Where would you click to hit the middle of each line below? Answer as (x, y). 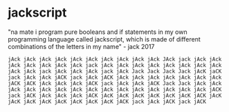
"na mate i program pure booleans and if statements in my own (98, 32)
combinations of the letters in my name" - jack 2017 (81, 46)
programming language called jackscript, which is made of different (104, 39)
